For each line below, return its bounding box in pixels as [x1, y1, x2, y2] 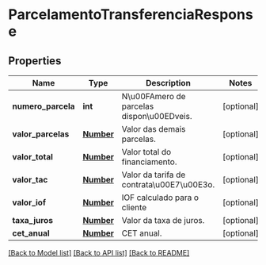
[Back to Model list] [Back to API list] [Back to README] [8, 248, 190, 257]
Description [145, 78, 192, 88]
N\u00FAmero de [121, 91, 186, 102]
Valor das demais [121, 124, 186, 134]
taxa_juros [12, 215, 54, 225]
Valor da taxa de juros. [121, 215, 205, 225]
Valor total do [121, 147, 172, 157]
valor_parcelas [12, 129, 70, 140]
